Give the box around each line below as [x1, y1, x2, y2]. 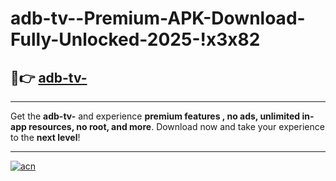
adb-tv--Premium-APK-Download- [10, 7, 306, 30]
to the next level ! [10, 132, 81, 143]
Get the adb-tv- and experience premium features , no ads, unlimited [10, 110, 301, 122]
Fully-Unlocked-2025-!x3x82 [10, 28, 261, 51]
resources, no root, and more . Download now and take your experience [28, 121, 325, 132]
